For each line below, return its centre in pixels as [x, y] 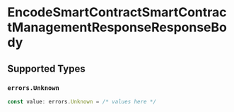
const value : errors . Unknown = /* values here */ [82, 101]
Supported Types [47, 68]
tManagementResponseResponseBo [117, 27]
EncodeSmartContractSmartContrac [117, 12]
